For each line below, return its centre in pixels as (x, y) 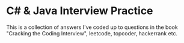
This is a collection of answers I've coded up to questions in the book (92, 27)
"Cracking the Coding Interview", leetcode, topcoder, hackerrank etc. (92, 33)
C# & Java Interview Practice (80, 11)
